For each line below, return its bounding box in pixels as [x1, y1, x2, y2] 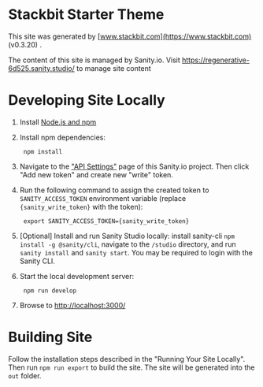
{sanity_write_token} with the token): [19, 202, 143, 211]
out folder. [8, 370, 42, 380]
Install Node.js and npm [19, 117, 97, 127]
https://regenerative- [181, 55, 250, 65]
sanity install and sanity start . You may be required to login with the [19, 247, 254, 257]
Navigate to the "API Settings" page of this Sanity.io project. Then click [19, 162, 250, 171]
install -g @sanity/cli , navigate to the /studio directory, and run [19, 239, 236, 249]
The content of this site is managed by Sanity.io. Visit [8, 55, 181, 65]
